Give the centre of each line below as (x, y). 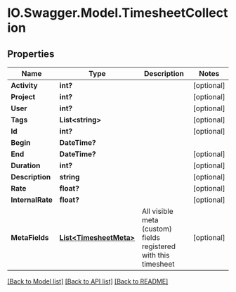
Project (23, 97)
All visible (157, 211)
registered (158, 246)
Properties (31, 54)
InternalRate (32, 200)
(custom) (157, 229)
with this (156, 255)
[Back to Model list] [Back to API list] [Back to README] (88, 281)
